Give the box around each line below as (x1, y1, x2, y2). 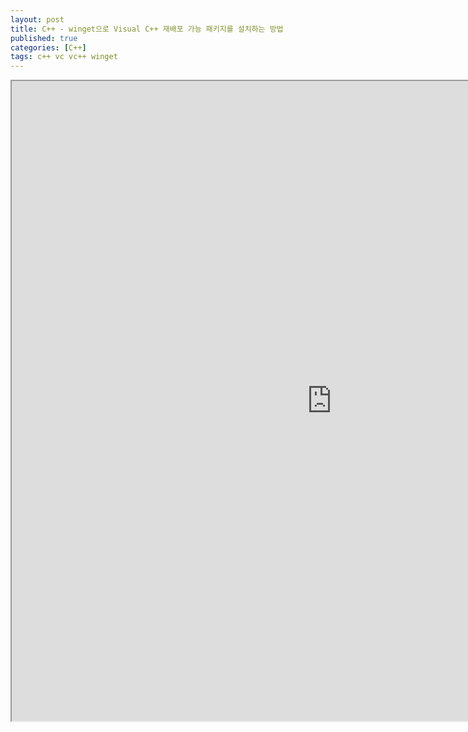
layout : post (10, 14, 65, 25)
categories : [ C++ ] (10, 42, 87, 53)
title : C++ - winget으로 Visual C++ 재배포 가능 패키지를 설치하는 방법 (10, 24, 284, 34)
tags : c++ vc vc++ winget (10, 52, 118, 62)
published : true (10, 33, 78, 43)
